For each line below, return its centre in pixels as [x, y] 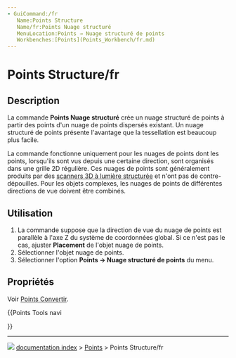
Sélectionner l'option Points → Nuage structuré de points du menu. [116, 260]
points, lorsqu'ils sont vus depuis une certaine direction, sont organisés [111, 161]
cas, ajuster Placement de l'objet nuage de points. [90, 245]
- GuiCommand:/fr [33, 14]
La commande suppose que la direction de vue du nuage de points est [119, 230]
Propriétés [31, 282]
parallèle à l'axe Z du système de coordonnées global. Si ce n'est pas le [121, 237]
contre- [210, 176]
